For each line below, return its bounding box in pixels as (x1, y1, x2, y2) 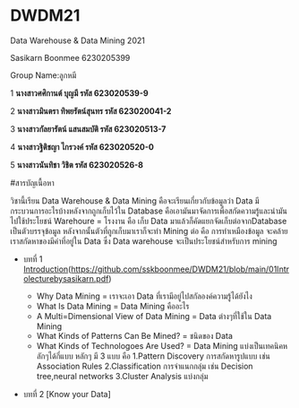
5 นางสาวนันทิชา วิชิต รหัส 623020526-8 (10, 159, 144, 170)
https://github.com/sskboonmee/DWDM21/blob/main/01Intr (71, 264, 290, 274)
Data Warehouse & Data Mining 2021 (10, 35, 146, 46)
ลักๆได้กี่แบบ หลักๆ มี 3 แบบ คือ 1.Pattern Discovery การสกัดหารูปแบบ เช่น (36, 351, 271, 361)
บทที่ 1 (22, 253, 43, 265)
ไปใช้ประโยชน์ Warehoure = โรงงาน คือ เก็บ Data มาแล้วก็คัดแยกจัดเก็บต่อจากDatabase (10, 215, 287, 226)
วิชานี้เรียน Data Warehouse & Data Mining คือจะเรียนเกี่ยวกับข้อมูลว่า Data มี (10, 195, 260, 206)
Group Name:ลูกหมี (10, 69, 77, 81)
